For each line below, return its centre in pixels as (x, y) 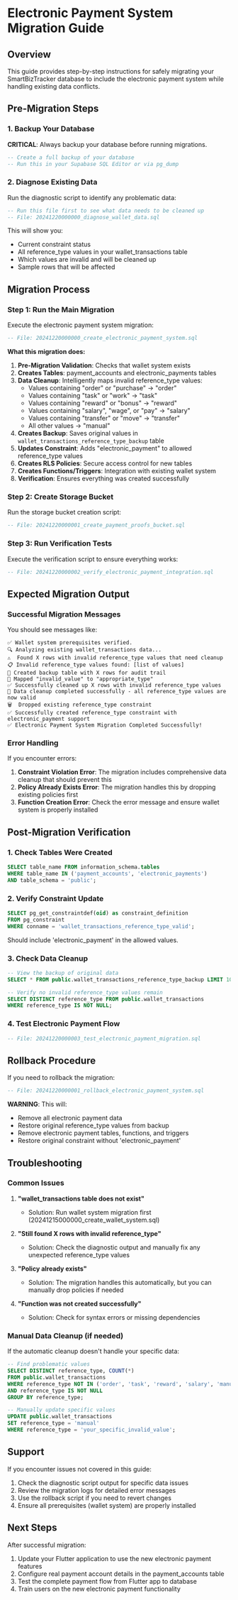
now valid (22, 698)
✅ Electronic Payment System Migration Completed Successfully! (105, 725)
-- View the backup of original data (63, 973)
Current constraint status (54, 244)
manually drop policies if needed (76, 1290)
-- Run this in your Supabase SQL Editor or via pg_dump (93, 164)
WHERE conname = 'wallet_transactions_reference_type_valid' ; (101, 926)
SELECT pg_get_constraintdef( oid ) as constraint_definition (98, 913)
